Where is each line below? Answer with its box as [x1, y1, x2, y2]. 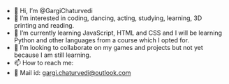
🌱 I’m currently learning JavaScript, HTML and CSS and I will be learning [13, 28, 222, 37]
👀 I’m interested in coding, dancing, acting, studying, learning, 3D [13, 14, 202, 22]
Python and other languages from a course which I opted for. [13, 36, 190, 44]
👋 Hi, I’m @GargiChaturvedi [13, 7, 93, 15]
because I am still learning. [13, 51, 91, 59]
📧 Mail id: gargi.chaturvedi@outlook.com [13, 69, 131, 76]
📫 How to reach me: [13, 59, 74, 67]
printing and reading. [13, 22, 75, 29]
